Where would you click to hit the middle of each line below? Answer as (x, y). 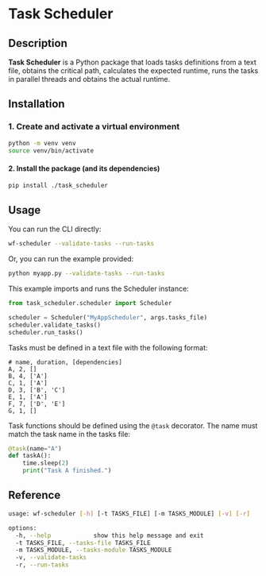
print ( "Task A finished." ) (67, 471)
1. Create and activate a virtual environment (94, 126)
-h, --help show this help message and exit (110, 535)
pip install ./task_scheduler (58, 185)
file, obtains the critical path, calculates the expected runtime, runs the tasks (133, 71)
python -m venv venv (42, 143)
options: (23, 528)
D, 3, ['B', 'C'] (37, 390)
